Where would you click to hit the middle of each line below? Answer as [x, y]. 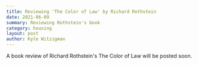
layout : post [22, 34]
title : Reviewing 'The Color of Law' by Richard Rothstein [81, 12]
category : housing [29, 28]
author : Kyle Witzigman [36, 39]
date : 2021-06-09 [28, 17]
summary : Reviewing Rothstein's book [53, 22]
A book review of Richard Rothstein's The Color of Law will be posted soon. [99, 56]
